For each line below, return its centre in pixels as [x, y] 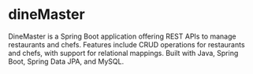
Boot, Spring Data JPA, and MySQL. [66, 61]
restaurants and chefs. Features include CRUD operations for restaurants [127, 44]
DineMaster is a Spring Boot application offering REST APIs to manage [122, 36]
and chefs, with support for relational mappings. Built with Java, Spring [123, 53]
